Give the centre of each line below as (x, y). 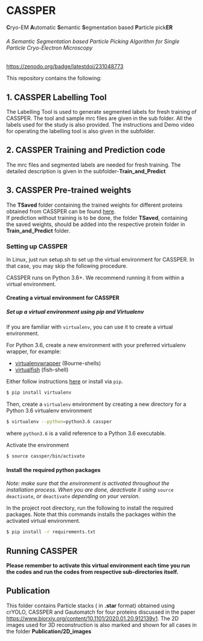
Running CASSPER (42, 551)
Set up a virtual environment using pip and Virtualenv (75, 312)
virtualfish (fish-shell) (42, 370)
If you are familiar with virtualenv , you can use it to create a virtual (90, 327)
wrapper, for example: (34, 351)
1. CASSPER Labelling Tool (56, 97)
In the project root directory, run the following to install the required (90, 508)
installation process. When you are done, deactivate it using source (90, 490)
